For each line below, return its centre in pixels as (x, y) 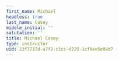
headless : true (24, 17)
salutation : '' (24, 33)
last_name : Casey (27, 22)
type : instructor (27, 44)
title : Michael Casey (32, 38)
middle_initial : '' (30, 28)
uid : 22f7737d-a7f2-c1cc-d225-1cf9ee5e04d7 (60, 49)
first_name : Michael (31, 11)
